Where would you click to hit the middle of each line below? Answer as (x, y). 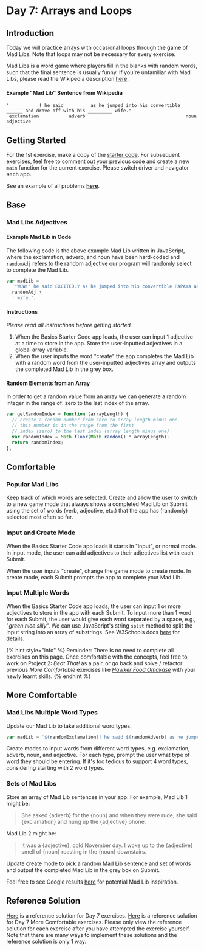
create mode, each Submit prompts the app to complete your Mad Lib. (94, 577)
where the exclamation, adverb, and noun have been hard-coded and (93, 257)
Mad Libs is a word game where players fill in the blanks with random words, (102, 66)
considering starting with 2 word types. (56, 768)
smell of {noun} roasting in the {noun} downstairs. (84, 851)
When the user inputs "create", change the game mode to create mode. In (99, 571)
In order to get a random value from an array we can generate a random (96, 396)
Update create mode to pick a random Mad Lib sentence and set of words (99, 863)
